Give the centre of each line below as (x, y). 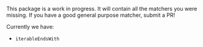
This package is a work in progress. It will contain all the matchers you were (102, 9)
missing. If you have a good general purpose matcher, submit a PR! (91, 15)
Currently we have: (30, 27)
